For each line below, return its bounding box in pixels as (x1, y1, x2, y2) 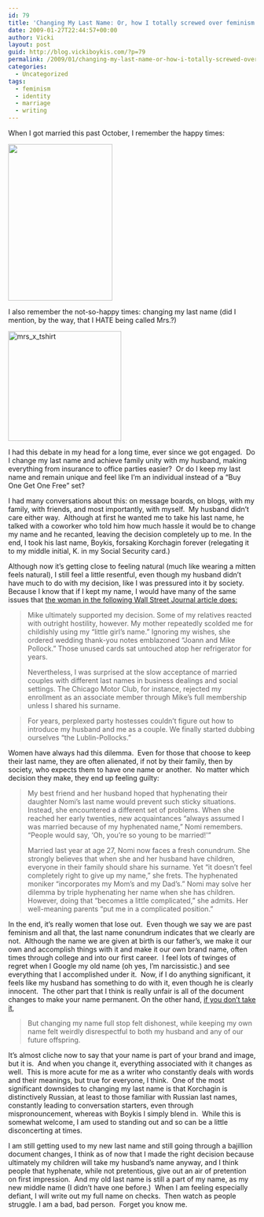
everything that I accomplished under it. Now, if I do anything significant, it (8, 970, 251, 979)
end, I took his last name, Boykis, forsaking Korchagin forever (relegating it (8, 538, 250, 547)
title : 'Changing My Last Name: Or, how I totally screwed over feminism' (8, 19, 258, 27)
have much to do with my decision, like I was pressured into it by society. (8, 578, 245, 588)
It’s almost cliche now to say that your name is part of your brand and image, (8, 1051, 256, 1059)
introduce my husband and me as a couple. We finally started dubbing (27, 725, 255, 733)
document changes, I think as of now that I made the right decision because (8, 1149, 255, 1159)
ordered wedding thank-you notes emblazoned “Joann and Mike (27, 636, 236, 644)
